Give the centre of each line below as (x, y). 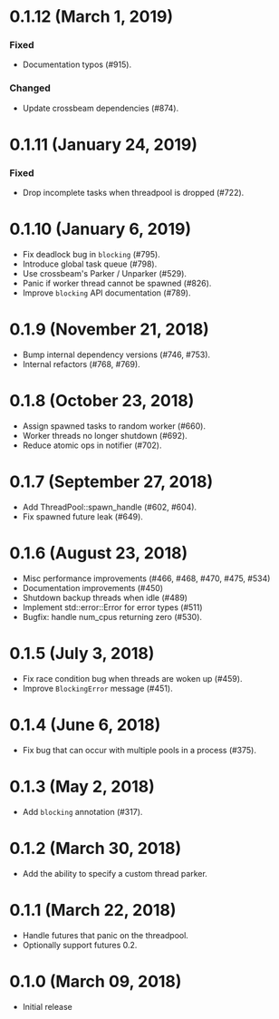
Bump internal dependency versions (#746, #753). (116, 354)
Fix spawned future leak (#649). (82, 517)
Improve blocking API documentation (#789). (106, 293)
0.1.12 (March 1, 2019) (91, 17)
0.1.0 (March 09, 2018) (96, 981)
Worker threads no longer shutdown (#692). (105, 436)
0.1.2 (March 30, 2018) (96, 848)
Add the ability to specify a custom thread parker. (115, 873)
